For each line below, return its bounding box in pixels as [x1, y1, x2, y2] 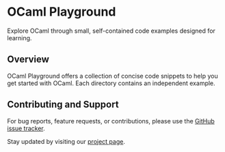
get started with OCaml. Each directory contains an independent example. [7, 79, 215, 87]
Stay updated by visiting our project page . [7, 137, 125, 145]
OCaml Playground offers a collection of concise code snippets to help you [7, 72, 218, 80]
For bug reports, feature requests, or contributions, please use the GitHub [7, 117, 215, 125]
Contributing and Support [7, 99, 119, 110]
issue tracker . [7, 124, 46, 132]
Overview [7, 54, 50, 65]
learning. [7, 33, 32, 42]
